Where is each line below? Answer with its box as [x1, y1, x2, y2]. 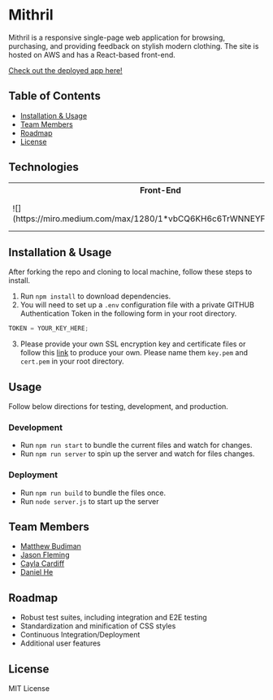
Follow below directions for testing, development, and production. [8, 402, 229, 411]
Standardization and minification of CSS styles [19, 621, 176, 631]
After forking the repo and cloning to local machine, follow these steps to [8, 267, 253, 277]
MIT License [8, 684, 50, 693]
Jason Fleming [19, 550, 70, 560]
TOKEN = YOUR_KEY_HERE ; [8, 324, 89, 333]
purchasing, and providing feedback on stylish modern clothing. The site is [8, 41, 259, 50]
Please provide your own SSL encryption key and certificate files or [19, 339, 246, 349]
